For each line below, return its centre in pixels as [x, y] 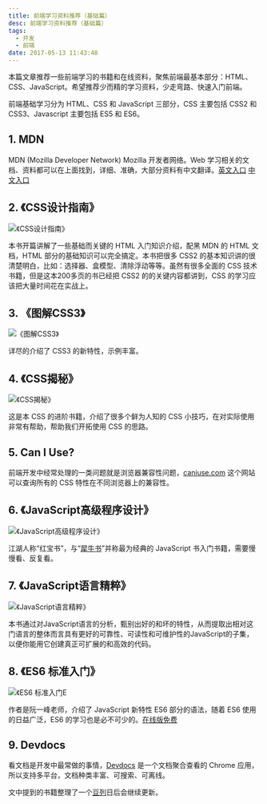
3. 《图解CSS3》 [47, 313]
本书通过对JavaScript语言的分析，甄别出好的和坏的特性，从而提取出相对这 [131, 624]
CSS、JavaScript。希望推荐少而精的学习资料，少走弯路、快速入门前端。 [128, 87]
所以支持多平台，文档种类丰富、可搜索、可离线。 [89, 775]
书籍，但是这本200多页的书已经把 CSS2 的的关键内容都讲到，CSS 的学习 [129, 275]
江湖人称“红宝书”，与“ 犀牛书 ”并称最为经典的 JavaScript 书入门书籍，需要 [129, 548]
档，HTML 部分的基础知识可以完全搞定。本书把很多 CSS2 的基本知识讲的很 [132, 255]
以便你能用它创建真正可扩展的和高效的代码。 [82, 644]
